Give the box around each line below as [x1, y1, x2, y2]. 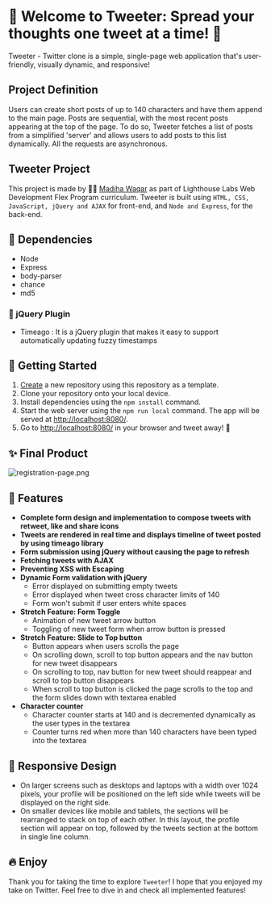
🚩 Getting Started [8, 359, 98, 373]
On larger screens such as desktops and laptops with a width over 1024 [19, 780, 258, 790]
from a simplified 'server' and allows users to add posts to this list [8, 130, 227, 140]
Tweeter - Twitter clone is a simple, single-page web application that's [8, 51, 243, 61]
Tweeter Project [8, 162, 90, 176]
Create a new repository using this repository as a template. [19, 380, 219, 390]
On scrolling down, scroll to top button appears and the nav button [31, 650, 253, 660]
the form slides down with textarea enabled [31, 693, 177, 703]
